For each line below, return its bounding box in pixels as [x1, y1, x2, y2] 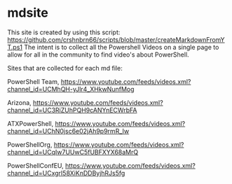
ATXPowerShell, [7, 119, 54, 127]
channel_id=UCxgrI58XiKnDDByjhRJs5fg [7, 169, 125, 177]
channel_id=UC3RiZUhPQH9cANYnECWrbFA [7, 106, 137, 114]
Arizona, [7, 98, 32, 106]
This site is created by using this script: [7, 28, 121, 36]
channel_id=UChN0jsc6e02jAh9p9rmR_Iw [7, 127, 130, 135]
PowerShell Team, [7, 77, 60, 85]
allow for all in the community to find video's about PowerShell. [7, 50, 189, 59]
